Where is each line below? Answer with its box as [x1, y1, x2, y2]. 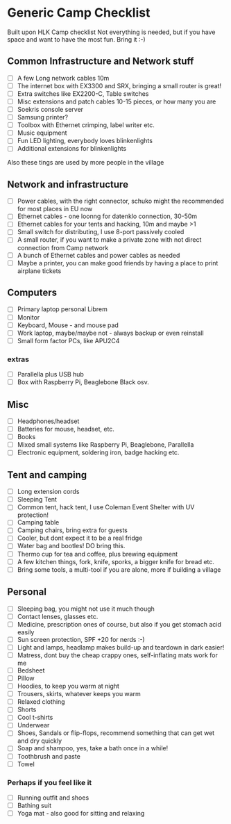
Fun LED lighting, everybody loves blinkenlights [17, 137, 153, 145]
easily [17, 627, 35, 636]
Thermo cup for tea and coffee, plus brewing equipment [17, 550, 178, 558]
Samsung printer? [17, 113, 69, 122]
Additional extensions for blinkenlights [17, 145, 127, 153]
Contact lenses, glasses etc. [17, 612, 99, 620]
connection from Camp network [17, 243, 109, 252]
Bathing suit [17, 801, 52, 810]
